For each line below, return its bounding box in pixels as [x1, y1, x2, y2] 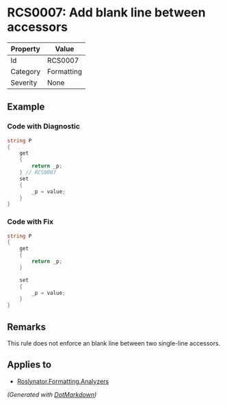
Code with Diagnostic [7, 122, 81, 131]
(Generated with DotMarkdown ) [7, 390, 97, 398]
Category [10, 66, 41, 76]
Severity [10, 77, 38, 87]
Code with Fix [7, 217, 54, 226]
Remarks [7, 321, 46, 332]
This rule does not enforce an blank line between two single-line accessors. [7, 339, 221, 347]
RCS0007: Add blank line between [7, 5, 206, 21]
